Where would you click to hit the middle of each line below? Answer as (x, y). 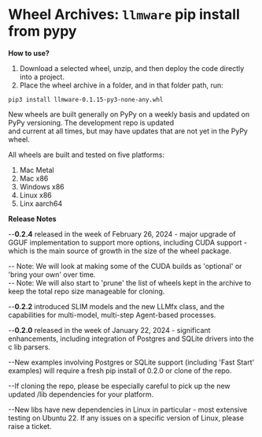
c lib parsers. (30, 347)
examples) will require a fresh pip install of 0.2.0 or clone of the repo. (120, 370)
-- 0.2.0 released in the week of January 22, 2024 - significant (109, 330)
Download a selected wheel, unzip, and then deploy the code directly (132, 68)
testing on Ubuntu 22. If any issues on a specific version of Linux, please (126, 418)
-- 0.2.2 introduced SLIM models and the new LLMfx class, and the (116, 306)
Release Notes (32, 218)
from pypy (42, 31)
